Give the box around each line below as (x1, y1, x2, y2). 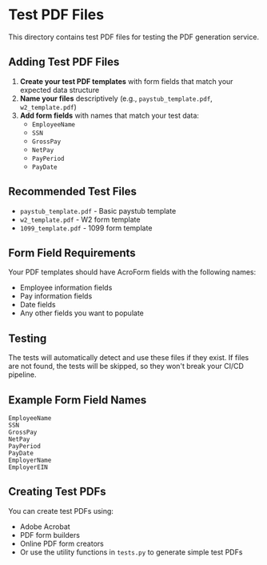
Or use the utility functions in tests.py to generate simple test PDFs (19, 547, 243, 557)
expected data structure (19, 85, 100, 94)
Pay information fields (19, 291, 93, 301)
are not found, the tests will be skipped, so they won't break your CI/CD (8, 362, 244, 371)
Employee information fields (19, 282, 113, 293)
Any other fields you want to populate (19, 308, 144, 318)
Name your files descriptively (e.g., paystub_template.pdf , (19, 94, 213, 103)
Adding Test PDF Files (8, 55, 120, 69)
